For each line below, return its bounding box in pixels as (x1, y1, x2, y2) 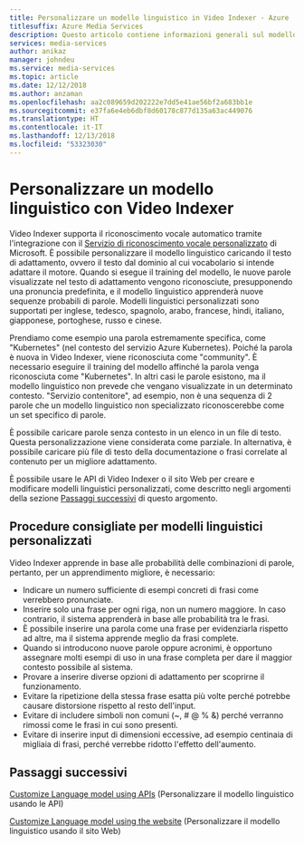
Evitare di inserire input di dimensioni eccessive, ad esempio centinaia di (22, 729, 294, 740)
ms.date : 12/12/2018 (9, 81, 88, 90)
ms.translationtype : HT (9, 114, 100, 123)
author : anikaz (9, 47, 67, 56)
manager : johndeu (9, 55, 75, 64)
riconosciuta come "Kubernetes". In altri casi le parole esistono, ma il (9, 371, 266, 382)
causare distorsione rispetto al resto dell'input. (22, 700, 196, 711)
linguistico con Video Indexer (9, 198, 234, 219)
